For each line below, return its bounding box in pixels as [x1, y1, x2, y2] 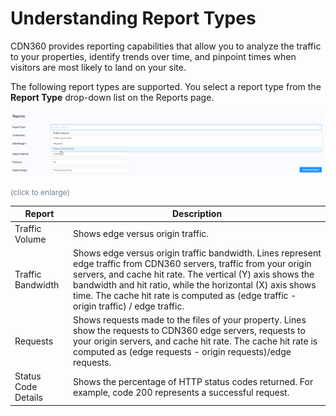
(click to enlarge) [10, 187, 70, 197]
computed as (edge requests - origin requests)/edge [73, 346, 292, 358]
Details [14, 392, 43, 404]
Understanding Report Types [10, 7, 257, 30]
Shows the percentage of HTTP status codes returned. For [73, 375, 314, 387]
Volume [14, 233, 47, 245]
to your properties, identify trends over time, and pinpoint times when [10, 50, 297, 62]
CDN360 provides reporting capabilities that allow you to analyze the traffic [10, 40, 322, 52]
